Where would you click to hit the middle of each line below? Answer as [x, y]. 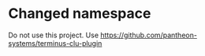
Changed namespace [80, 14]
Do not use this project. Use [54, 35]
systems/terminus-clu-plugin [55, 43]
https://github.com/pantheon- [148, 35]
